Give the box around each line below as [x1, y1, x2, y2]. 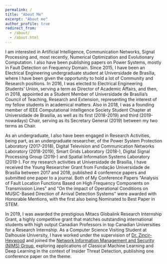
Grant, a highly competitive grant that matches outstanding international [5, 216, 153, 222]
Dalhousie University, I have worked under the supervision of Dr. [5, 232, 138, 238]
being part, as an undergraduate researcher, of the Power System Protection [5, 137, 163, 143]
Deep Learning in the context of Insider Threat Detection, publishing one [5, 248, 154, 254]
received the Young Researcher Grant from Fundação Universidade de [5, 164, 150, 170]
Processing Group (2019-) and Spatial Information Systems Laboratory [5, 153, 150, 159]
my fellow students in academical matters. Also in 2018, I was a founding [5, 102, 155, 108]
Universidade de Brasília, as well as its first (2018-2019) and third [5, 112, 139, 118]
